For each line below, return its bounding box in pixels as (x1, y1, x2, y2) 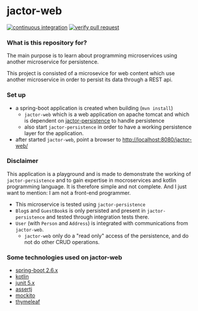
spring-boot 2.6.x (15, 267, 58, 274)
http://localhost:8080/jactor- (122, 136, 192, 143)
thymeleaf (15, 298, 40, 306)
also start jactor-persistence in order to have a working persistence (24, 123, 192, 130)
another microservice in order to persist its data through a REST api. (7, 76, 173, 84)
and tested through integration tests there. (46, 213, 150, 220)
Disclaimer (7, 157, 39, 165)
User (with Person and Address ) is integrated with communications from (15, 219, 189, 226)
